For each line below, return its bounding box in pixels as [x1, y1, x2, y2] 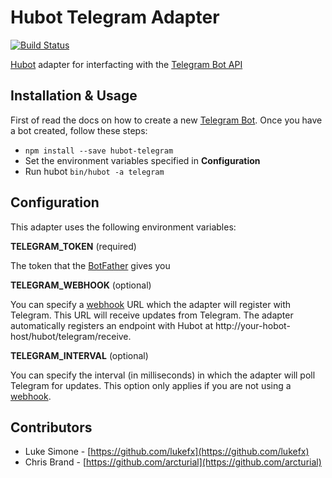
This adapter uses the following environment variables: [10, 221, 237, 233]
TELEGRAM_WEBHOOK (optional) [10, 279, 152, 291]
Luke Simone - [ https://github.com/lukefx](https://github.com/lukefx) [24, 446, 310, 458]
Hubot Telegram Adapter [10, 6, 220, 29]
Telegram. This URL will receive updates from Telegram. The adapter [10, 309, 294, 321]
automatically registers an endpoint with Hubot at [10, 319, 213, 331]
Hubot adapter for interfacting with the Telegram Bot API [10, 58, 243, 70]
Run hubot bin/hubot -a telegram [24, 165, 165, 177]
